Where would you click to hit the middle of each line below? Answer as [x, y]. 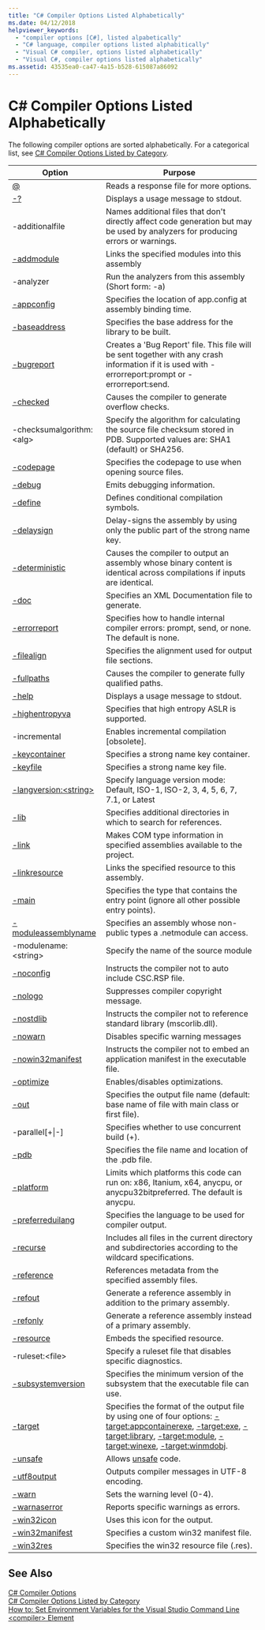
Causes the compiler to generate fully [175, 673]
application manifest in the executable [176, 1059]
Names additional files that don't [166, 212]
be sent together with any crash [164, 354]
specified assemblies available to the [174, 845]
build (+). [123, 1137]
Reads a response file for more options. [178, 185]
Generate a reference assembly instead [179, 1315]
